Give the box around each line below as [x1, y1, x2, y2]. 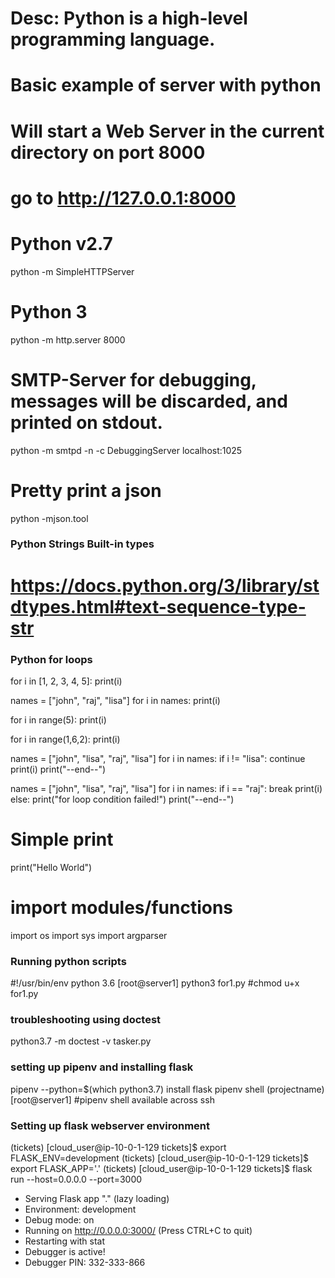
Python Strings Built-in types [10, 537, 155, 551]
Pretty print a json [10, 479, 162, 502]
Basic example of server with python [10, 74, 322, 97]
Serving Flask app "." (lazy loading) [24, 1192, 170, 1204]
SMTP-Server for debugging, [10, 368, 257, 391]
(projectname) [266, 1083, 325, 1095]
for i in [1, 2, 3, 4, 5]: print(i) [10, 675, 123, 687]
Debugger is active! [24, 1245, 106, 1257]
